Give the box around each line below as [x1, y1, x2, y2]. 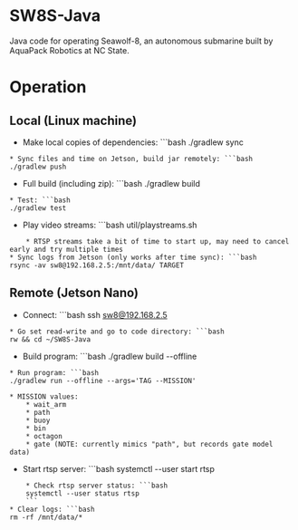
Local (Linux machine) [9, 112, 138, 128]
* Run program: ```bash [9, 368, 100, 377]
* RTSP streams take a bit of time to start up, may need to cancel [25, 236, 290, 246]
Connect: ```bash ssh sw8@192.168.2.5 [22, 309, 168, 320]
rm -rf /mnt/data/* [9, 513, 83, 522]
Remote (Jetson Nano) [9, 285, 139, 301]
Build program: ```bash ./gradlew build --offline [22, 351, 197, 361]
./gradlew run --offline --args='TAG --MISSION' [9, 376, 197, 385]
